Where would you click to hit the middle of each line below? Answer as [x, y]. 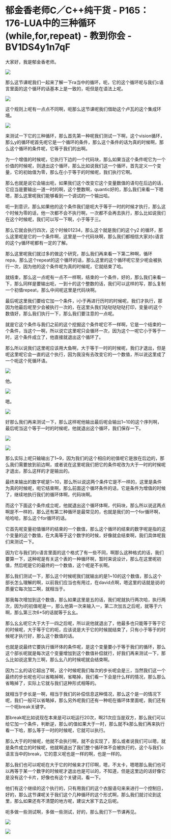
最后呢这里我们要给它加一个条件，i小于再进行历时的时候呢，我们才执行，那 [84, 301]
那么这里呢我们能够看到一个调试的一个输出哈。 [63, 195]
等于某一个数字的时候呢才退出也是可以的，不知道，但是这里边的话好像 [88, 771]
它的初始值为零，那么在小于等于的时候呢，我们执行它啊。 [74, 172]
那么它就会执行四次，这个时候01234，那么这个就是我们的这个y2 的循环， [82, 230]
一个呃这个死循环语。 [27, 360]
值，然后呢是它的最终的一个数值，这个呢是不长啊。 [59, 565]
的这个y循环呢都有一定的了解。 [38, 243]
